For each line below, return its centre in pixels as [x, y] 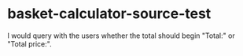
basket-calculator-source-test [109, 14]
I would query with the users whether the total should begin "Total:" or [121, 35]
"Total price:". [29, 43]
